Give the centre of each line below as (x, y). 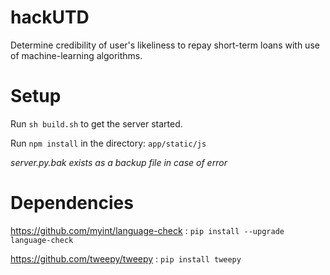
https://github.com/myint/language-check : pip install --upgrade (147, 230)
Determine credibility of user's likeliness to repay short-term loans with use (165, 45)
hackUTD (50, 17)
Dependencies (72, 203)
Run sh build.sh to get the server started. (96, 123)
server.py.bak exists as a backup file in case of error (119, 162)
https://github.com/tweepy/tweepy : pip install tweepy (126, 258)
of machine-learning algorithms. (76, 55)
